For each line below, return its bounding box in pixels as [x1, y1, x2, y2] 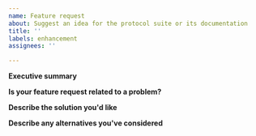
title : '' [8, 27, 42, 35]
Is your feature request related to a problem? [8, 87, 162, 97]
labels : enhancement [8, 34, 79, 43]
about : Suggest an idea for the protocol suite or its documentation [8, 19, 249, 28]
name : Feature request [8, 11, 85, 20]
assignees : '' [8, 42, 57, 50]
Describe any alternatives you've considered [8, 118, 164, 128]
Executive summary [8, 71, 77, 81]
